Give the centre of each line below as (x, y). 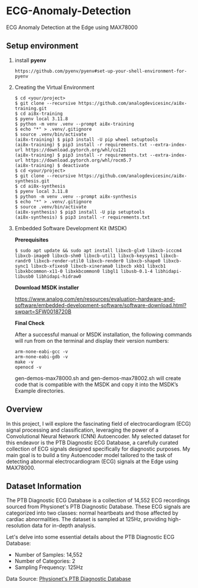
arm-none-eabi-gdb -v (41, 356)
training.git (31, 108)
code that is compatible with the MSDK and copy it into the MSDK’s (96, 384)
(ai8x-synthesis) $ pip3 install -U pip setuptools (79, 212)
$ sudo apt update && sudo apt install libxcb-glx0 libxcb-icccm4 (98, 250)
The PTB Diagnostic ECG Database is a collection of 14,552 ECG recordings (98, 500)
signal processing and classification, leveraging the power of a (82, 430)
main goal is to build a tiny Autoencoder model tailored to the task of (89, 455)
